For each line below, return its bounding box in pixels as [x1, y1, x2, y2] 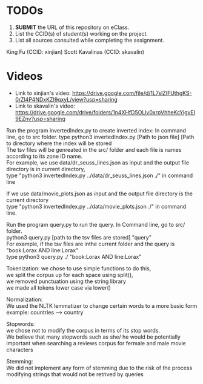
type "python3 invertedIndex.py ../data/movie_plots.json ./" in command [6, 203, 187, 210]
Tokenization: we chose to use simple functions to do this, [6, 264, 151, 272]
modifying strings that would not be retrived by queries [6, 370, 144, 378]
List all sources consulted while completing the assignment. [15, 36, 165, 44]
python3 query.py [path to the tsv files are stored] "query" [6, 233, 151, 241]
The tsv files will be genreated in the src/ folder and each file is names [6, 146, 182, 153]
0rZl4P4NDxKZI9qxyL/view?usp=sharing [15, 96, 118, 103]
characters [6, 346, 33, 353]
